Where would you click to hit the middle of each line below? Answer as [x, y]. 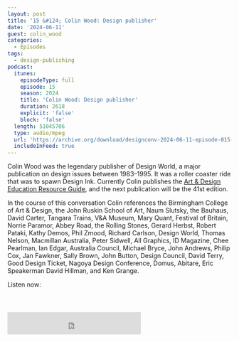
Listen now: [24, 284]
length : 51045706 [39, 126]
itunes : [25, 73]
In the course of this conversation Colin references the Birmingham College [118, 203]
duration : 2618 [43, 107]
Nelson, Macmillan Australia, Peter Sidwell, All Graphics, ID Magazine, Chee [118, 241]
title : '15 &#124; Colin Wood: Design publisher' [83, 21]
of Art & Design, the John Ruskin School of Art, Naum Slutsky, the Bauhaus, [118, 210]
